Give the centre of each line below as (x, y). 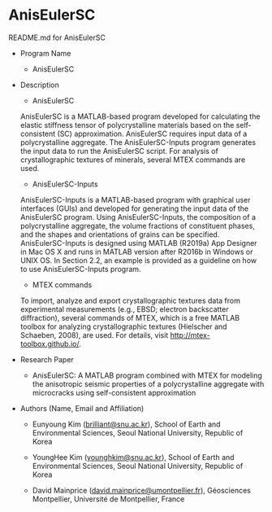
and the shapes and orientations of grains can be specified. (120, 234)
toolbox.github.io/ (50, 344)
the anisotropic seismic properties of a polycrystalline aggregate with (148, 383)
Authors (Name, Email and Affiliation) (82, 408)
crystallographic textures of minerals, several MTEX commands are (133, 160)
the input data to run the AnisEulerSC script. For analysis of (119, 151)
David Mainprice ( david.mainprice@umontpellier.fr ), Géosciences (142, 490)
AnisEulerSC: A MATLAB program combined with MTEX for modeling (147, 375)
